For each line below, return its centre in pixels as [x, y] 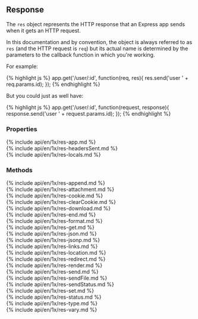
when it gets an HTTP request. [44, 30]
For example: [22, 66]
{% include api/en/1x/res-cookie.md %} [54, 196]
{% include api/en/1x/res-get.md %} [51, 227]
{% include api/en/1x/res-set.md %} [50, 291]
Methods [19, 171]
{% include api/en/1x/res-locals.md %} [54, 155]
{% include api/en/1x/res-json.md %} [51, 234]
